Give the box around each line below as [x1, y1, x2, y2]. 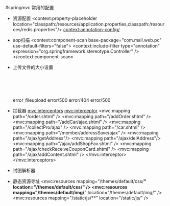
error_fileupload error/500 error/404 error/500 [12, 97, 111, 103]
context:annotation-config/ [63, 27, 120, 32]
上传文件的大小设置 [12, 64, 54, 70]
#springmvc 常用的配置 [5, 5, 55, 10]
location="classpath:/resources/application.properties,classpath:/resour [12, 21, 165, 27]
